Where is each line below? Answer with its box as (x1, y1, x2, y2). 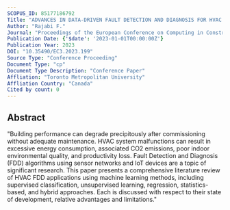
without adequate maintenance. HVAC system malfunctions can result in (7, 137, 211, 145)
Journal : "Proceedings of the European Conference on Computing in (7, 29, 204, 36)
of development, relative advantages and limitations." (7, 195, 157, 203)
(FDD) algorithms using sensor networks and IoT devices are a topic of (7, 159, 207, 167)
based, (7, 187, 27, 196)
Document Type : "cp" (7, 61, 66, 68)
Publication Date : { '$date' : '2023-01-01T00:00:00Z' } (7, 36, 164, 42)
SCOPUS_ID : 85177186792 (7, 10, 75, 17)
